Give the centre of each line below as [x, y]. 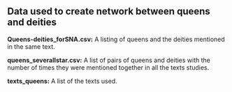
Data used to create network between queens [109, 11]
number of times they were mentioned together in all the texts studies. [108, 67]
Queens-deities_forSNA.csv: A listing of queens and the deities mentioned [116, 39]
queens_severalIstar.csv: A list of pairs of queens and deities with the [109, 60]
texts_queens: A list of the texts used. [62, 81]
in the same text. [31, 46]
